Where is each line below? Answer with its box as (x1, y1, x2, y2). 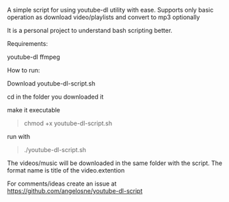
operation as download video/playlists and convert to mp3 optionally (7, 13, 200, 21)
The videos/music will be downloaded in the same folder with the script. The (7, 159, 223, 167)
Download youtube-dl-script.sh (7, 79, 96, 88)
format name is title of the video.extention (7, 166, 125, 174)
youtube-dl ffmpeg (7, 53, 60, 61)
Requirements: (7, 40, 48, 47)
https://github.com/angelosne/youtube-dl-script (7, 187, 143, 194)
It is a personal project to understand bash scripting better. (7, 27, 173, 34)
